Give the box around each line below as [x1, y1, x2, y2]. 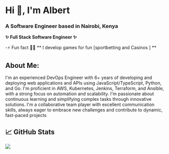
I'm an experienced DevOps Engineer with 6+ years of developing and [5, 74, 152, 81]
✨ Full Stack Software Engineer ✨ [5, 34, 77, 40]
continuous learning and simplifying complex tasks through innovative [5, 96, 152, 102]
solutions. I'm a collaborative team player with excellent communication [5, 101, 155, 108]
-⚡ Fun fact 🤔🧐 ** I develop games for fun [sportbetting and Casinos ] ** [5, 45, 157, 51]
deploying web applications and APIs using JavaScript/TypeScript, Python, [5, 80, 162, 86]
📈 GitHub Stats [5, 128, 55, 136]
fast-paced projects [5, 112, 47, 119]
